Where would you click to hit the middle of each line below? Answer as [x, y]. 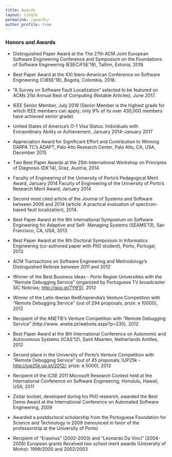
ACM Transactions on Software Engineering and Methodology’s [80, 261]
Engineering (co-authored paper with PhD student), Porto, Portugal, [84, 246]
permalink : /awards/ [27, 20]
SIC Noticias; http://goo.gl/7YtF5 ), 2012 [54, 288]
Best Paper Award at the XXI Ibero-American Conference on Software [86, 74]
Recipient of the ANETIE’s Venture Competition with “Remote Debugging [89, 318]
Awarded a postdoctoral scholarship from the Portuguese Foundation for [90, 417]
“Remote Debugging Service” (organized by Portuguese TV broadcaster [89, 282]
